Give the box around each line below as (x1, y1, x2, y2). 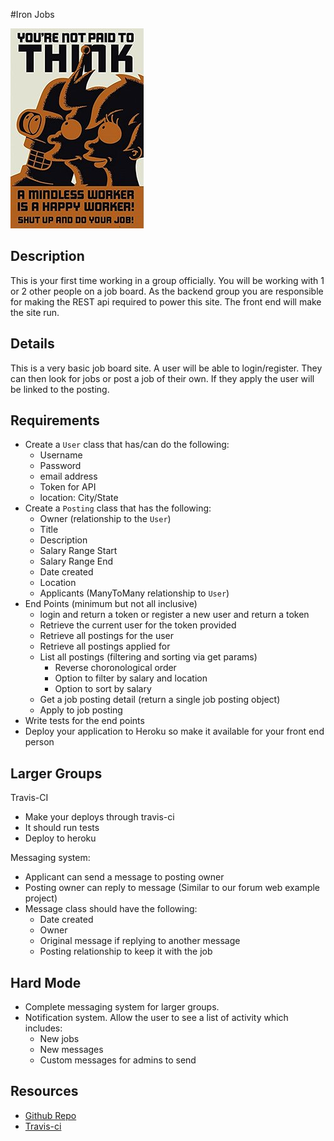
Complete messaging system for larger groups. (24, 1001, 220, 1013)
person (24, 736, 55, 748)
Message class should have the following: (24, 903, 198, 915)
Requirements (10, 412, 100, 429)
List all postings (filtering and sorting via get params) (39, 651, 258, 663)
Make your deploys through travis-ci (24, 811, 175, 823)
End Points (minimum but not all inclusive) (24, 598, 198, 610)
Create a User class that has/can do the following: (24, 439, 230, 451)
